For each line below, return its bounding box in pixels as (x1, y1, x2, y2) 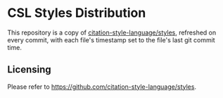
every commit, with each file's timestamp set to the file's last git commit (7, 35, 216, 44)
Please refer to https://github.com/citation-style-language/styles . (7, 82, 197, 91)
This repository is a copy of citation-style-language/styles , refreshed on (7, 28, 217, 37)
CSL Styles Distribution (7, 5, 146, 21)
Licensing (7, 63, 51, 75)
